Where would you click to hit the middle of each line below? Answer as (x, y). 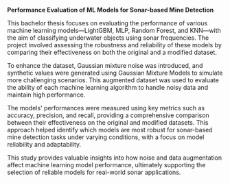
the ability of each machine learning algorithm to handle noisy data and (107, 87)
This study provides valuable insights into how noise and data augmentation (115, 158)
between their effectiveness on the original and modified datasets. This (108, 122)
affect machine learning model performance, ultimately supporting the (106, 165)
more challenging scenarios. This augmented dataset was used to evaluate (113, 80)
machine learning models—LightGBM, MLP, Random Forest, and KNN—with (114, 30)
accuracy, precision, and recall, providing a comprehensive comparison (108, 115)
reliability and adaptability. (44, 144)
